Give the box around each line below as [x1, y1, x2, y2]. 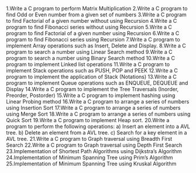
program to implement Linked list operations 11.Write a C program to [6, 61, 170, 68]
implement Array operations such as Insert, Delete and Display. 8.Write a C [6, 42, 186, 49]
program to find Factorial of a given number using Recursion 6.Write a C [6, 30, 180, 37]
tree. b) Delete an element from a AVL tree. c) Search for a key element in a [6, 129, 187, 136]
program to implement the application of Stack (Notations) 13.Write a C [6, 73, 177, 80]
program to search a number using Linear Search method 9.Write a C [6, 49, 173, 55]
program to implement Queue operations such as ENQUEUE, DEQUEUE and [6, 79, 188, 86]
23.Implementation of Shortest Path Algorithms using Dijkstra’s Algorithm [6, 148, 182, 154]
